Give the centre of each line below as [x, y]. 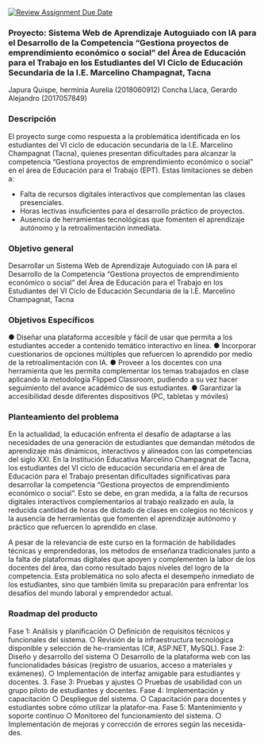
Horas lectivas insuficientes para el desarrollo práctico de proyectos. [132, 211]
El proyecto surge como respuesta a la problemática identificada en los [124, 136]
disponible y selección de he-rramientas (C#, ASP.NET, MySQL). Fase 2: [126, 648]
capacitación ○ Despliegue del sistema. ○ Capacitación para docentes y [128, 699]
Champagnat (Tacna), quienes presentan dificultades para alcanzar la [122, 153]
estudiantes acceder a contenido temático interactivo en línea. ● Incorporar [132, 346]
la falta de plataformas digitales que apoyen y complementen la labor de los [132, 560]
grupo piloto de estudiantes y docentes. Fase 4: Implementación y [116, 690]
